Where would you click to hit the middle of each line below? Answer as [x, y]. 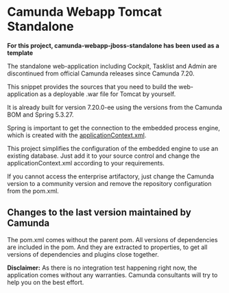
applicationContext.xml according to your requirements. [86, 163]
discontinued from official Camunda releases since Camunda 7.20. [101, 73]
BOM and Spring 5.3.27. [40, 115]
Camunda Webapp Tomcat [85, 12]
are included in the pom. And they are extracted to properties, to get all [107, 247]
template [20, 53]
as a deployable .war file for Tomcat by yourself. [108, 94]
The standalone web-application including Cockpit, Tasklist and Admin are [112, 66]
